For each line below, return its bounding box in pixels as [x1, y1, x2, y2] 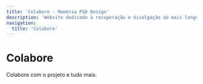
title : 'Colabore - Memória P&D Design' [6, 8, 110, 15]
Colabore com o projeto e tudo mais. [6, 71, 98, 79]
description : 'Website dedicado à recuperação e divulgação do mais [6, 14, 182, 20]
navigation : [6, 20, 36, 26]
